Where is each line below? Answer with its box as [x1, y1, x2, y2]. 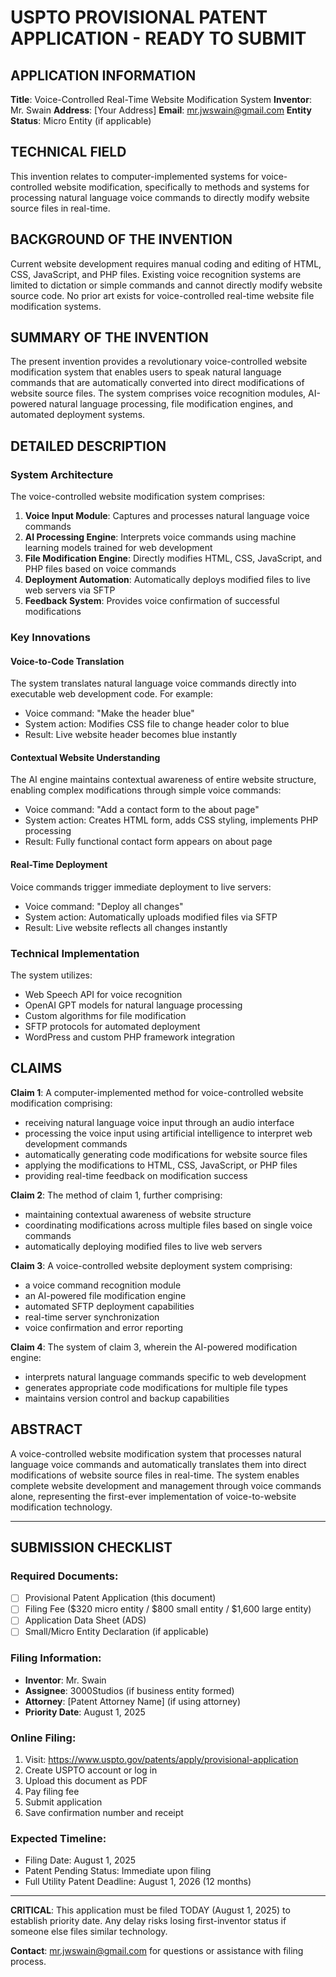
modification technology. [10, 1501, 113, 1513]
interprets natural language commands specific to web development [24, 1371, 307, 1383]
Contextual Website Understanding [10, 751, 161, 763]
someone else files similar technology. [10, 1926, 168, 1938]
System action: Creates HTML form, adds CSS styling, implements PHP [24, 814, 319, 826]
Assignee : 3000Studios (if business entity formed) [24, 1684, 235, 1696]
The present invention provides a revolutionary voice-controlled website [10, 356, 308, 368]
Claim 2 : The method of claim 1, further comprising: [10, 1189, 223, 1201]
